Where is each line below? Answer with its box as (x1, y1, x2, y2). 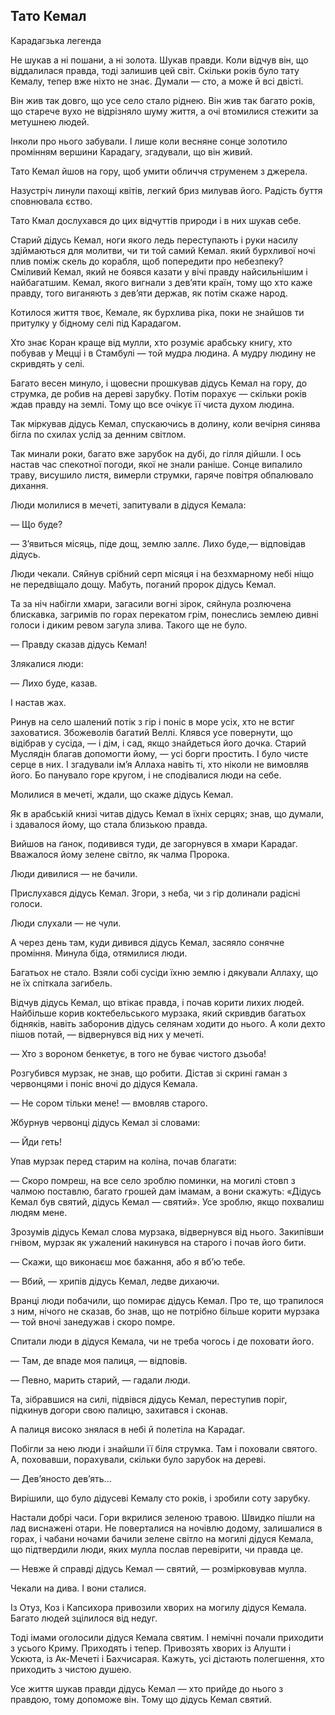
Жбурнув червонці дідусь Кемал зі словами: (10, 1116, 201, 1128)
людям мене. (10, 1206, 68, 1218)
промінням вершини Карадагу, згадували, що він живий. (10, 145, 253, 158)
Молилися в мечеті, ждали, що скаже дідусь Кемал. (10, 788, 234, 800)
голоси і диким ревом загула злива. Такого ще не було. (10, 619, 248, 631)
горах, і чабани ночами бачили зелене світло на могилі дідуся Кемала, (10, 1532, 314, 1544)
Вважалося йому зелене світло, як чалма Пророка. (10, 848, 230, 860)
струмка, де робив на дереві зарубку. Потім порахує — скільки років (10, 387, 307, 399)
